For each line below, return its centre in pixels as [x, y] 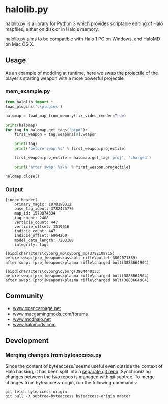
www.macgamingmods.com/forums [50, 314]
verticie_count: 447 [36, 222]
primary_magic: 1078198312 [43, 204]
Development [27, 341]
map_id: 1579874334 [35, 213]
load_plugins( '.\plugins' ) [34, 106]
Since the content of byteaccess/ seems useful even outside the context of [84, 366]
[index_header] [21, 200]
